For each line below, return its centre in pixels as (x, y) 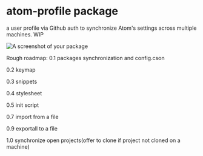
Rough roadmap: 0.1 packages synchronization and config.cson (85, 58)
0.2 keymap (21, 70)
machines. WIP (25, 34)
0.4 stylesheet (24, 93)
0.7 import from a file (32, 117)
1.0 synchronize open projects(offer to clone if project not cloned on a (93, 140)
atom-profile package (62, 11)
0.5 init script (23, 105)
